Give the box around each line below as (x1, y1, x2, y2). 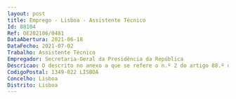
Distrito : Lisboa (7, 82, 58, 89)
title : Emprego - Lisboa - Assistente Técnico (7, 17, 146, 24)
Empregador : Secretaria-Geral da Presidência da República (7, 56, 184, 63)
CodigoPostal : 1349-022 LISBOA (7, 68, 99, 75)
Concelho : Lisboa (7, 75, 58, 82)
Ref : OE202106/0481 (7, 29, 65, 37)
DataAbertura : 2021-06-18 (7, 36, 83, 43)
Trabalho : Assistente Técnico (7, 49, 96, 56)
